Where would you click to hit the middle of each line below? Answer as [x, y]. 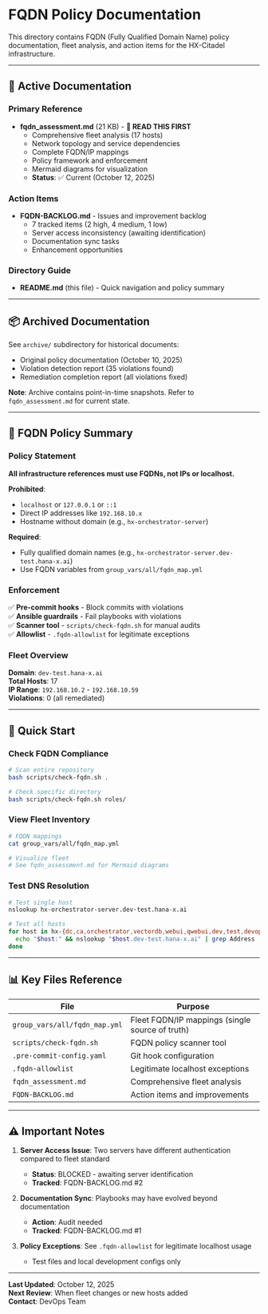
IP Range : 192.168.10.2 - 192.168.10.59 [73, 690]
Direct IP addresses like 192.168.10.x [81, 513]
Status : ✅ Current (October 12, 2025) [93, 177]
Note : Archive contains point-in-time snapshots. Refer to [101, 393]
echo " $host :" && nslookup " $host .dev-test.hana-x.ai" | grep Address [135, 939]
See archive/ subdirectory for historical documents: [94, 345]
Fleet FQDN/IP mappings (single [191, 1020]
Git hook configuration [172, 1056]
